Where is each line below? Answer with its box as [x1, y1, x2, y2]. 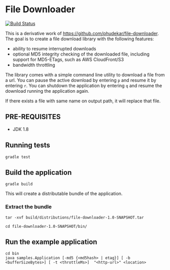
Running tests [5, 141, 51, 150]
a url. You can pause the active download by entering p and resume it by [5, 77, 156, 83]
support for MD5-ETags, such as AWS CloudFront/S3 [12, 56, 124, 62]
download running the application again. [5, 88, 90, 94]
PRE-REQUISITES [5, 113, 61, 121]
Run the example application [5, 238, 97, 247]
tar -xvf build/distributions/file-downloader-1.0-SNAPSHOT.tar [5, 215, 144, 220]
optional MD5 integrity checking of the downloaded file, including [12, 51, 150, 57]
